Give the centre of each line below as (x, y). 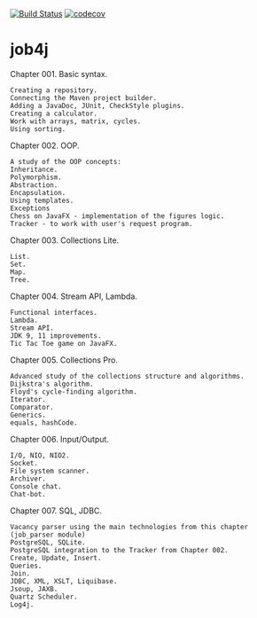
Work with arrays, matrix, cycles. (76, 121)
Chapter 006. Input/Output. (60, 439)
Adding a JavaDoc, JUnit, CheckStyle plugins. (97, 106)
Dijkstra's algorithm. (52, 384)
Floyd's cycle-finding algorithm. (74, 391)
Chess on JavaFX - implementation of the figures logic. (117, 216)
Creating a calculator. (54, 113)
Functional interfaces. (54, 312)
